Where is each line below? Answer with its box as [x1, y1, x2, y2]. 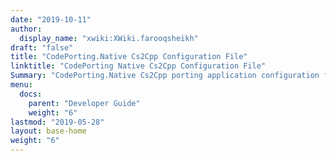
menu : [10, 80, 33, 90]
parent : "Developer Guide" [28, 98, 141, 108]
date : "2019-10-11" [10, 14, 92, 25]
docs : [19, 89, 43, 99]
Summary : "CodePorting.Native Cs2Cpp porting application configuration [10, 71, 320, 81]
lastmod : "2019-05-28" [10, 117, 105, 127]
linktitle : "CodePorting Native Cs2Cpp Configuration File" [10, 61, 267, 71]
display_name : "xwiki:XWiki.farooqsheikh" [19, 33, 199, 43]
